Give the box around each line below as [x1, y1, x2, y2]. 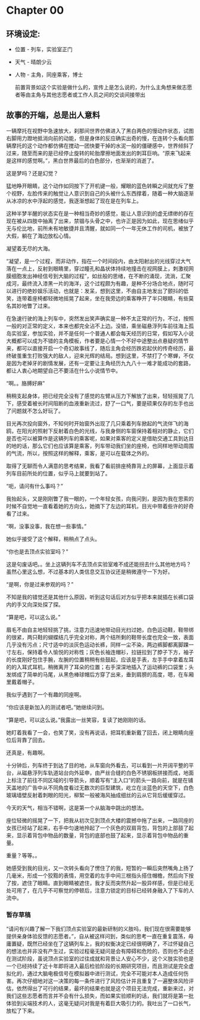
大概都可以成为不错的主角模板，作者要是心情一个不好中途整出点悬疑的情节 [6, 337, 189, 344]
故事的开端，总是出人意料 [6, 110, 100, 120]
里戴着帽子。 [6, 678, 37, 685]
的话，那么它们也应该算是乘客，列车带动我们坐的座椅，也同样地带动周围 [16, 442, 194, 449]
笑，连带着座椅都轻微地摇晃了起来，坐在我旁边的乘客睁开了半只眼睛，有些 [6, 294, 189, 301]
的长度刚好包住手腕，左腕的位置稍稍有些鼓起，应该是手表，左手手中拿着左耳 [6, 656, 194, 663]
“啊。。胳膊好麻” [6, 380, 45, 387]
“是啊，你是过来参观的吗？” [6, 580, 74, 587]
